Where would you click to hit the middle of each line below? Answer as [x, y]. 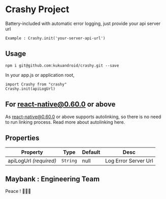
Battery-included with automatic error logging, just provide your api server [83, 23]
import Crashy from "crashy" [36, 84]
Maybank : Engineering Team [53, 179]
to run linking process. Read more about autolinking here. [65, 122]
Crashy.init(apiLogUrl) [30, 89]
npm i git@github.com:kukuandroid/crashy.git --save [62, 65]
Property [32, 152]
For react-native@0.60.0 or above [60, 105]
